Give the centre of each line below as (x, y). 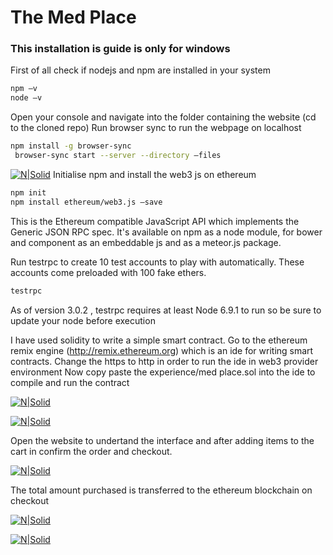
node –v (26, 98)
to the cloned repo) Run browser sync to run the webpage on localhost (156, 128)
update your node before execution (83, 320)
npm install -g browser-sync (71, 146)
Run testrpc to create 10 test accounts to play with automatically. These (157, 262)
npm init (28, 192)
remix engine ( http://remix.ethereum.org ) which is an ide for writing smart (162, 350)
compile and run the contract (70, 382)
